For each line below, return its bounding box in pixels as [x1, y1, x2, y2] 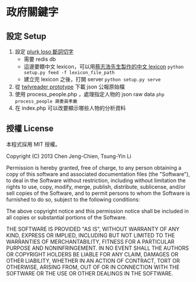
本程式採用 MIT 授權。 [6, 140, 61, 148]
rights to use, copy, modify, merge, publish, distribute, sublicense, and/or [6, 183, 186, 190]
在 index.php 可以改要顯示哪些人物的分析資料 [14, 105, 126, 111]
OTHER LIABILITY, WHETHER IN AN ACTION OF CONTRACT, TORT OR [6, 257, 180, 264]
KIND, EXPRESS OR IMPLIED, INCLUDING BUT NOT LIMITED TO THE [6, 231, 175, 239]
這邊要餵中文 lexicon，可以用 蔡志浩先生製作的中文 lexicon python [23, 63, 184, 70]
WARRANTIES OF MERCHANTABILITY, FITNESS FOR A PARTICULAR [6, 238, 175, 245]
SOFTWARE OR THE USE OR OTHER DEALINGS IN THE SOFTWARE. [6, 269, 173, 277]
